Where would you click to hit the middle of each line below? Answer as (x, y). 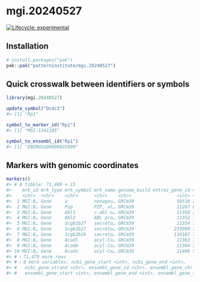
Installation (27, 46)
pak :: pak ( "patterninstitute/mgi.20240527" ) (61, 66)
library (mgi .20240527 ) (34, 98)
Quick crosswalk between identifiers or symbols (98, 84)
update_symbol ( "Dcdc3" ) (36, 109)
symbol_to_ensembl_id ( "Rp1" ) (42, 141)
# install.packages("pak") (40, 60)
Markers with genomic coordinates (72, 165)
